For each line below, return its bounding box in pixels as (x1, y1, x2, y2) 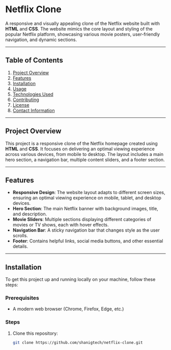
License (12, 102, 30, 108)
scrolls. (12, 233, 28, 239)
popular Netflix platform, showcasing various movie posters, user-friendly (5, 31, 160, 37)
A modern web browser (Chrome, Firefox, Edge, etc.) (12, 306, 124, 312)
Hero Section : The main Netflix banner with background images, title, (12, 206, 159, 212)
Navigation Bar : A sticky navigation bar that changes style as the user (12, 227, 160, 233)
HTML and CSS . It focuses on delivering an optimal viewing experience (5, 146, 155, 152)
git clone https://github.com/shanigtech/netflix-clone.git (12, 340, 143, 345)
